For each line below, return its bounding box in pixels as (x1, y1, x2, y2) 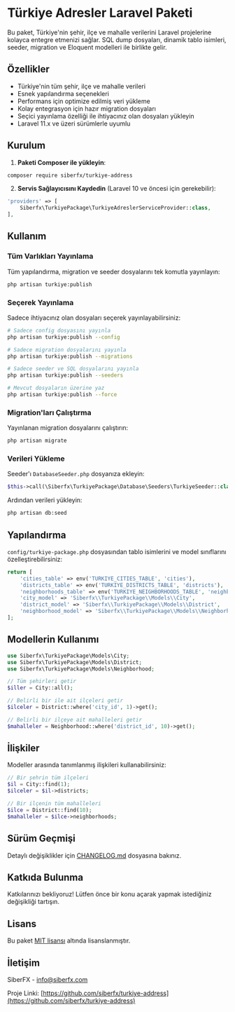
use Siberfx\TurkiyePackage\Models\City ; (7, 652, 130, 659)
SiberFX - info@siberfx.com (7, 975, 88, 983)
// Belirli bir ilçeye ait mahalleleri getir (7, 716, 142, 723)
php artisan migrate (7, 437, 68, 445)
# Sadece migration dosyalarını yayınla (7, 346, 127, 353)
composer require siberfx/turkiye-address (7, 172, 133, 179)
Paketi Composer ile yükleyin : (17, 158, 106, 166)
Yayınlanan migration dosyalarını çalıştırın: (7, 424, 129, 432)
